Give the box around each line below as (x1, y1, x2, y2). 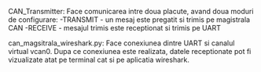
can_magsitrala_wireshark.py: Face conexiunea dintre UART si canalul (8, 38, 235, 48)
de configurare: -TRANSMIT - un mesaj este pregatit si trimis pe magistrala (8, 15, 250, 24)
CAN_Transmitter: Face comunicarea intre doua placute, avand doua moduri (8, 7, 254, 16)
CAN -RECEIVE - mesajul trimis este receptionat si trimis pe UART (8, 23, 222, 32)
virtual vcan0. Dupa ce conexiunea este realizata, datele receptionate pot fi (8, 47, 252, 56)
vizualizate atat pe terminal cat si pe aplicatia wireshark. (8, 55, 190, 64)
